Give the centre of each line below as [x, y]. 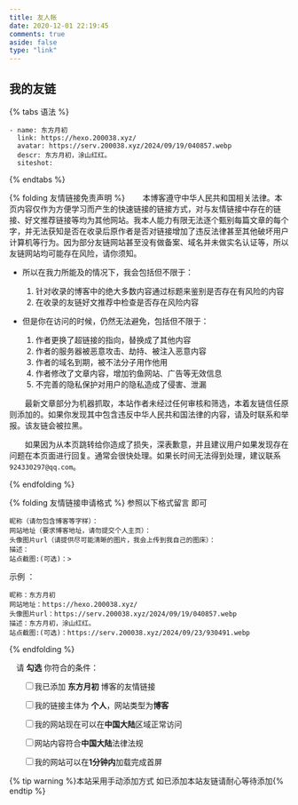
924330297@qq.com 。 [45, 466]
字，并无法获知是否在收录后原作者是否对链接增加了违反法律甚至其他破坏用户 [149, 231]
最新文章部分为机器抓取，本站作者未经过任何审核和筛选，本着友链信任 [153, 403]
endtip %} [27, 791]
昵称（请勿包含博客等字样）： [54, 521]
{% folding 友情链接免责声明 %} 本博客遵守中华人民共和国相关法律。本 [146, 197]
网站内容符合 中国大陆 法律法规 [89, 743]
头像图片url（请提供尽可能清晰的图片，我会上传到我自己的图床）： [113, 540]
